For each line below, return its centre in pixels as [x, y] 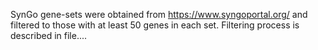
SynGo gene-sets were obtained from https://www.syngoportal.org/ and [159, 14]
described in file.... [49, 35]
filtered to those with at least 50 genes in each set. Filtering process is [155, 25]
